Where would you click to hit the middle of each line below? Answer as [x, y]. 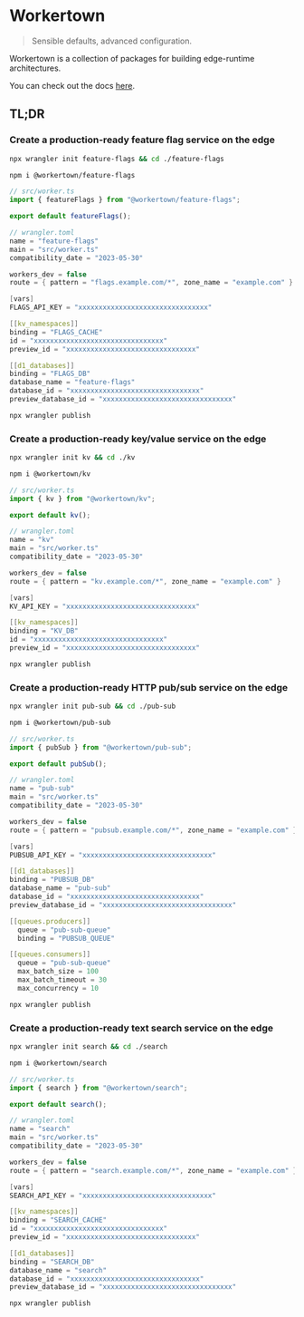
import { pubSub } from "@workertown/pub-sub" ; [101, 747]
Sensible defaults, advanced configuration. [112, 41]
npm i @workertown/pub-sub [60, 722]
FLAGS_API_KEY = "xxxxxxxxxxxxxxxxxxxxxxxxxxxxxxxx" [111, 308]
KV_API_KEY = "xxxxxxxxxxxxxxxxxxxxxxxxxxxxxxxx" [105, 606]
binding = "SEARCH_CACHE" [58, 1220]
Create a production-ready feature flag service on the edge [142, 140]
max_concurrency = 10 [58, 988]
